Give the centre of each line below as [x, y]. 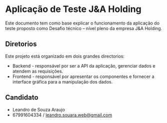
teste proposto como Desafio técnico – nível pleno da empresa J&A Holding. [84, 28]
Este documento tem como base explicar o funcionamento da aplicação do [82, 23]
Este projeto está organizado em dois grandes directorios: [65, 56]
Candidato [22, 98]
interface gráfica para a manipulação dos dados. [62, 81]
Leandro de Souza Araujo [38, 109]
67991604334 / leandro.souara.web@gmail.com [62, 115]
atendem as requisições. [38, 71]
